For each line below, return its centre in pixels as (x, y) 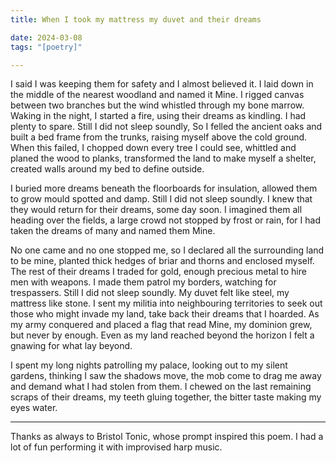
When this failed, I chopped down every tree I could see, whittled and (153, 148)
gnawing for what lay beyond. (71, 346)
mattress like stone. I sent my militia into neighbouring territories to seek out (166, 303)
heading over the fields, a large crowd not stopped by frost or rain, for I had (165, 220)
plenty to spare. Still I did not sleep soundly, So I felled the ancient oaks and (166, 127)
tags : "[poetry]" (46, 47)
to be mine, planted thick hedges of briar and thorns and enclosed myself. (162, 261)
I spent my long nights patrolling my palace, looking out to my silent (149, 365)
